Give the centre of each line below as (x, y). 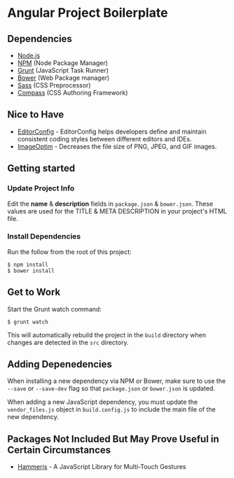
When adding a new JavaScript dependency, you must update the (103, 402)
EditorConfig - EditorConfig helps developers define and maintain (112, 132)
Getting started (41, 168)
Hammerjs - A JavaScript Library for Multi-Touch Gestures (102, 467)
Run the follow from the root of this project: (69, 252)
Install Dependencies (44, 237)
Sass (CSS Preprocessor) (54, 85)
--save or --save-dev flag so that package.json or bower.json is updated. (111, 388)
